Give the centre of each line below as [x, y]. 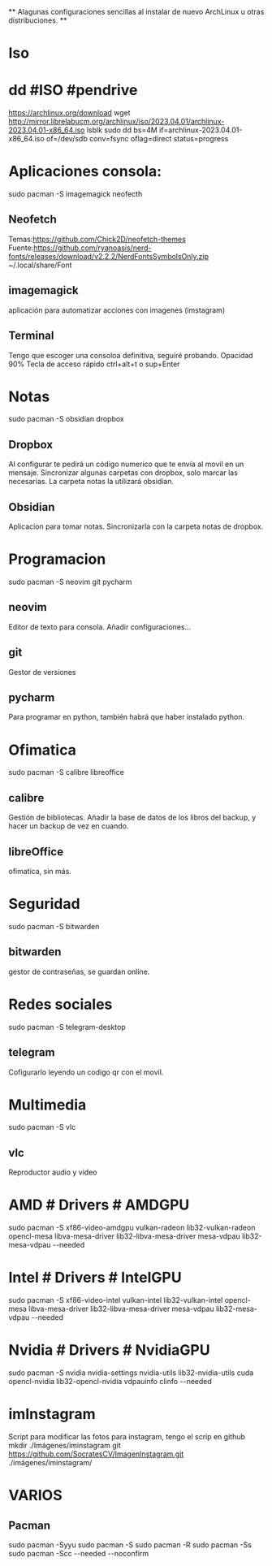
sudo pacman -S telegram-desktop [67, 1027]
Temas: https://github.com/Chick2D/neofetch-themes [97, 239]
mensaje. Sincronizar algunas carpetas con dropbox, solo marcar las [123, 473]
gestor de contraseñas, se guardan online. [79, 971]
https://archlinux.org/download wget [70, 113]
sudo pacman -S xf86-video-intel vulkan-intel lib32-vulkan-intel [116, 1300]
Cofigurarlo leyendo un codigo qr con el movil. [86, 1072]
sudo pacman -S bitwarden [54, 926]
